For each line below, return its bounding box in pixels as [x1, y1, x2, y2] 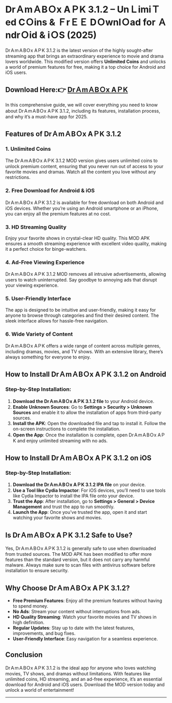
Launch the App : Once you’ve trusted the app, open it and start [12, 509, 147, 515]
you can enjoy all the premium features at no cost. [5, 210, 111, 217]
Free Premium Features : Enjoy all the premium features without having [12, 597, 162, 604]
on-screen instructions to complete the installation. [12, 426, 120, 432]
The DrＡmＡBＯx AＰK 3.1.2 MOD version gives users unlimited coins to [5, 157, 158, 164]
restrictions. [5, 174, 31, 180]
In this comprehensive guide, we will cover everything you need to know [5, 102, 158, 108]
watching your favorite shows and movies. [12, 515, 102, 521]
